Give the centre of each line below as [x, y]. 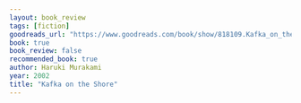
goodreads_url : [38, 34]
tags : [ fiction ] [39, 26]
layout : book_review [48, 17]
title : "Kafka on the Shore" [64, 84]
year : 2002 [30, 76]
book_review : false [46, 51]
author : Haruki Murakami [56, 68]
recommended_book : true [54, 59]
